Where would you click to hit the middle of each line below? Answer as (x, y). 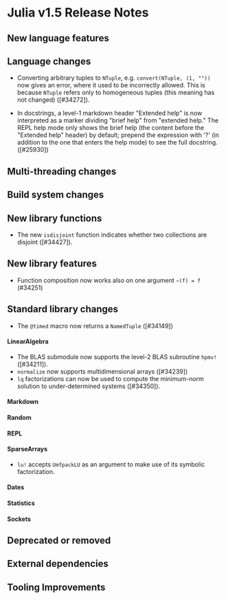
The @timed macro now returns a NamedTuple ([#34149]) (95, 325)
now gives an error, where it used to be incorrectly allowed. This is (111, 85)
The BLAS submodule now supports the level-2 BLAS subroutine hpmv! (117, 356)
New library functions (55, 218)
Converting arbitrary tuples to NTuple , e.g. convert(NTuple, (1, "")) (114, 78)
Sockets (19, 519)
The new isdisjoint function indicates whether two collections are (112, 235)
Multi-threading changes (62, 171)
